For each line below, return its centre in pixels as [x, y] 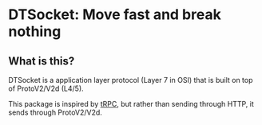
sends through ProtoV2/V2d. [55, 112]
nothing [35, 31]
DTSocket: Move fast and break [115, 15]
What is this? [42, 61]
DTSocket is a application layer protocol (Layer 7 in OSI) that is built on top [131, 80]
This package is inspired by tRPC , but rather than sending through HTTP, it [131, 104]
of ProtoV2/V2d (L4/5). [46, 88]
